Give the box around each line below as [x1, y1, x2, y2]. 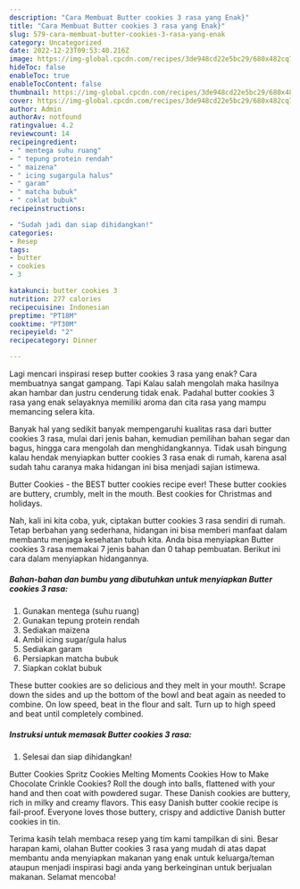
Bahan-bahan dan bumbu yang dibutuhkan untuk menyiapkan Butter [9, 574, 273, 584]
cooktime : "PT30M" [9, 319, 78, 329]
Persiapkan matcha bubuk [21, 653, 119, 664]
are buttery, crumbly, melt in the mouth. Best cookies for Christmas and [9, 489, 272, 499]
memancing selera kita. [9, 407, 96, 416]
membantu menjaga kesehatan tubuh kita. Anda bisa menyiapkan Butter [9, 534, 274, 545]
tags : [9, 245, 29, 255]
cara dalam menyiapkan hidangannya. [9, 553, 149, 564]
